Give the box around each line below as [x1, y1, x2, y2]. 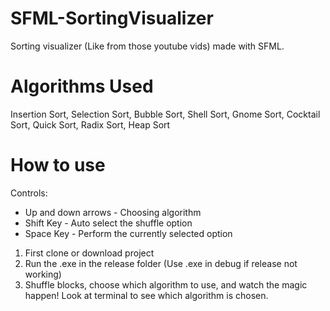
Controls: [10, 187, 48, 199]
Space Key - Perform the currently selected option [24, 227, 233, 239]
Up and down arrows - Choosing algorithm [24, 206, 202, 218]
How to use [10, 154, 106, 177]
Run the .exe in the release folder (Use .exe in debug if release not [24, 257, 298, 269]
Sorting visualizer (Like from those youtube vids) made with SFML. [10, 40, 285, 52]
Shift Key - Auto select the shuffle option [24, 217, 193, 229]
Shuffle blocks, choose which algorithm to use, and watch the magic [24, 278, 308, 291]
